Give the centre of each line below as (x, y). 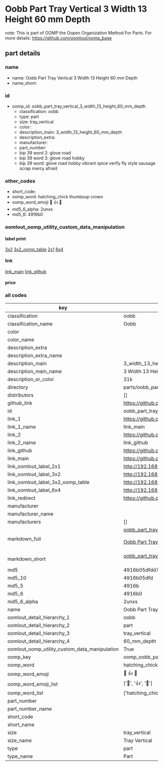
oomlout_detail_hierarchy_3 (39, 633)
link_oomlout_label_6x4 (34, 490)
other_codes (20, 181)
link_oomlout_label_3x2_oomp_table (49, 482)
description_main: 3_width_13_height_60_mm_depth (71, 132)
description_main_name (35, 371)
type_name (20, 756)
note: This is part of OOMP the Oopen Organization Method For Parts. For (78, 33)
